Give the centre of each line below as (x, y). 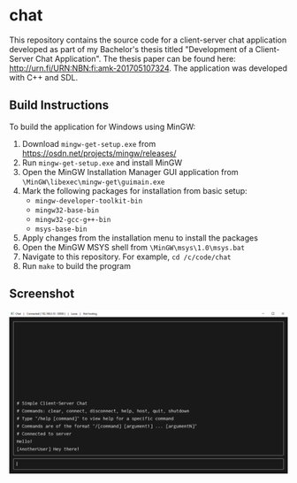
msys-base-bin (61, 229)
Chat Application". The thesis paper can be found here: (135, 58)
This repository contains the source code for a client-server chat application (148, 40)
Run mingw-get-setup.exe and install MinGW (102, 162)
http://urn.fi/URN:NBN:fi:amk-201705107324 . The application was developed (148, 68)
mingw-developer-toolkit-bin (89, 201)
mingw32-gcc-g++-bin (73, 219)
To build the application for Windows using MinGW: (103, 126)
